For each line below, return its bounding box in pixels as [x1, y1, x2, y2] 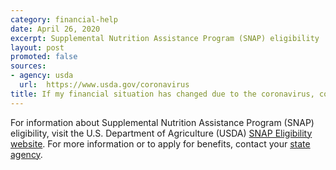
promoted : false [10, 52, 78, 62]
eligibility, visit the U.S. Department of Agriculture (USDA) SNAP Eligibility [10, 127, 313, 139]
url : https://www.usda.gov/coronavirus [19, 80, 190, 90]
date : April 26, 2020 [10, 24, 101, 34]
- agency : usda [10, 71, 74, 81]
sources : [10, 61, 47, 71]
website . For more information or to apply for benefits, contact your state [10, 137, 311, 150]
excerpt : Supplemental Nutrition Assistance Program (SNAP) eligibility [10, 33, 320, 43]
